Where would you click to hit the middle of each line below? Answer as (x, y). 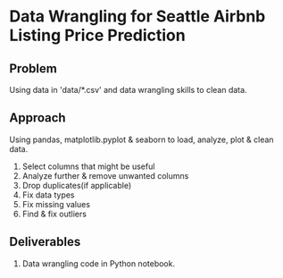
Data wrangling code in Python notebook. (99, 263)
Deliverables (45, 242)
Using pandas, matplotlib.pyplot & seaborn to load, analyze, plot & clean (141, 139)
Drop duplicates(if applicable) (77, 185)
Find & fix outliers (54, 214)
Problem (33, 68)
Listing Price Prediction (97, 35)
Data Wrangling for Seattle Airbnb (137, 17)
